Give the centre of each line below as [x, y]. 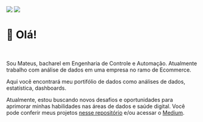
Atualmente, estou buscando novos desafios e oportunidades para [90, 100]
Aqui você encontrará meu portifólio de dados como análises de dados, [96, 81]
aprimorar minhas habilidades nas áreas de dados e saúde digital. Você [96, 106]
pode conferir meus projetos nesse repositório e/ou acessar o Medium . [95, 112]
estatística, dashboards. [36, 88]
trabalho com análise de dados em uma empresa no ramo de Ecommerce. [99, 70]
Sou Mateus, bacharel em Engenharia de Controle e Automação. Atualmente [102, 63]
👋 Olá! [22, 35]
